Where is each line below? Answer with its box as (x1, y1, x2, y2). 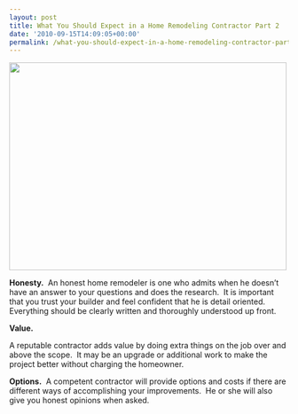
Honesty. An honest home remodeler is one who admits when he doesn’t (9, 277, 279, 288)
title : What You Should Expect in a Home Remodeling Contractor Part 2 (9, 21, 279, 30)
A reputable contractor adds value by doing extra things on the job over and (9, 340, 286, 351)
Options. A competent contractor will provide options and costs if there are (9, 376, 286, 387)
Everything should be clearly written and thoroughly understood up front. (9, 306, 277, 316)
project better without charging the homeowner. (9, 359, 184, 370)
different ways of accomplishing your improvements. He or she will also (9, 386, 273, 396)
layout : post (9, 12, 58, 22)
